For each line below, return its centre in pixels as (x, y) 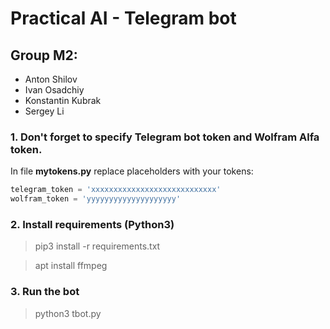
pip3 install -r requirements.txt (97, 246)
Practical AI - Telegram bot (123, 18)
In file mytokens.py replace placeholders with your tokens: (132, 171)
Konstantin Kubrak (63, 100)
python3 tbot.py (68, 313)
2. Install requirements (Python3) (92, 224)
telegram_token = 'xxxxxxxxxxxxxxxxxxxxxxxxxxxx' (116, 190)
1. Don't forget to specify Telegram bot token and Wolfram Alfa (165, 137)
